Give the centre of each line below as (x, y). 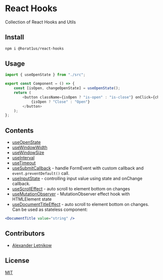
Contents (19, 130)
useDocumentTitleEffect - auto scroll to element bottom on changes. (81, 205)
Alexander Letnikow (32, 245)
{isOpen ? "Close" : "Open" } (60, 102)
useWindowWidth (30, 148)
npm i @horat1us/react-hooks (34, 48)
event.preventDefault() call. (41, 173)
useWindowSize (28, 153)
